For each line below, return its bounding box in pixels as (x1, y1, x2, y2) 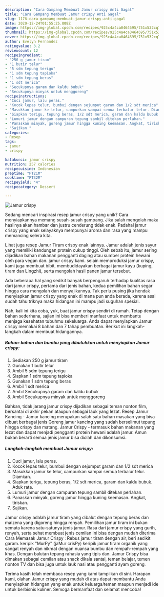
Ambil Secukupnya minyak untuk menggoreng (12, 394, 105, 400)
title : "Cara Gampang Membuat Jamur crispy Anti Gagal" (5, 12, 121, 17)
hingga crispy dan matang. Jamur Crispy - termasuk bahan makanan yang (5, 424, 155, 430)
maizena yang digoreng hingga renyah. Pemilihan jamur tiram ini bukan (5, 520, 148, 525)
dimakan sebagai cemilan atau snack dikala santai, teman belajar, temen (5, 556, 150, 562)
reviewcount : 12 (5, 48, 38, 53)
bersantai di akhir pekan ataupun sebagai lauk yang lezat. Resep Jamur (5, 408, 149, 414)
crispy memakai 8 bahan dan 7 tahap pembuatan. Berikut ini (5, 323, 126, 329)
